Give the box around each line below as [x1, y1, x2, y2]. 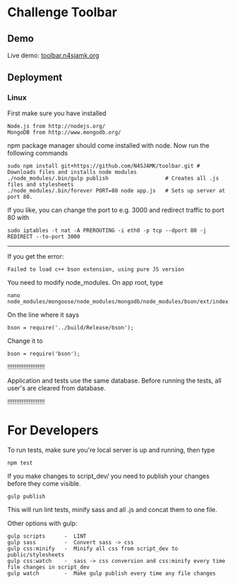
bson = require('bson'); [7, 350, 80, 357]
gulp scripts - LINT [7, 532, 87, 539]
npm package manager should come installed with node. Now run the [7, 141, 209, 149]
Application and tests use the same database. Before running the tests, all [7, 376, 222, 385]
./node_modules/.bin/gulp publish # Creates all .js [7, 175, 219, 182]
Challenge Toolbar [7, 4, 118, 21]
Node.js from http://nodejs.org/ [7, 122, 106, 129]
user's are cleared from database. [7, 383, 106, 392]
